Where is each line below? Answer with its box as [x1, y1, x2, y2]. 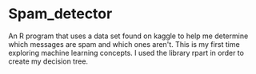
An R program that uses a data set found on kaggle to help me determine [8, 31, 249, 41]
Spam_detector [8, 5, 113, 23]
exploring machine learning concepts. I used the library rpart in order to [8, 48, 244, 57]
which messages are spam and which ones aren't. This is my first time [8, 39, 240, 49]
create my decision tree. [8, 56, 89, 66]
